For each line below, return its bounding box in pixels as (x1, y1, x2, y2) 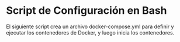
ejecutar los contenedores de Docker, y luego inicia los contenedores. (6, 29, 175, 36)
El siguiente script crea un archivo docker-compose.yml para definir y (6, 23, 174, 30)
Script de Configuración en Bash (6, 4, 168, 17)
